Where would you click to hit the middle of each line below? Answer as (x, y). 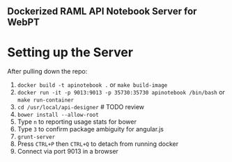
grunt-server (36, 137)
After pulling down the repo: (47, 72)
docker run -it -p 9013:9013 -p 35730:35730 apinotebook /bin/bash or (121, 92)
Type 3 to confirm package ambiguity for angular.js (90, 129)
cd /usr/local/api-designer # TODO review (81, 107)
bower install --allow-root (58, 115)
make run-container (46, 100)
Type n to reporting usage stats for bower (77, 122)
